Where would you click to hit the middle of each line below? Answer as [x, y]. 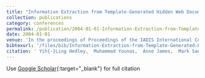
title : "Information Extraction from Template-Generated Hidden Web [95, 12]
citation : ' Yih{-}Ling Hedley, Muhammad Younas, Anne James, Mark [98, 51]
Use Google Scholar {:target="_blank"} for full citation [73, 68]
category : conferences [35, 23]
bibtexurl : [20, 46]
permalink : [20, 29]
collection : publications [39, 18]
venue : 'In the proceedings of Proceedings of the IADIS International [99, 40]
